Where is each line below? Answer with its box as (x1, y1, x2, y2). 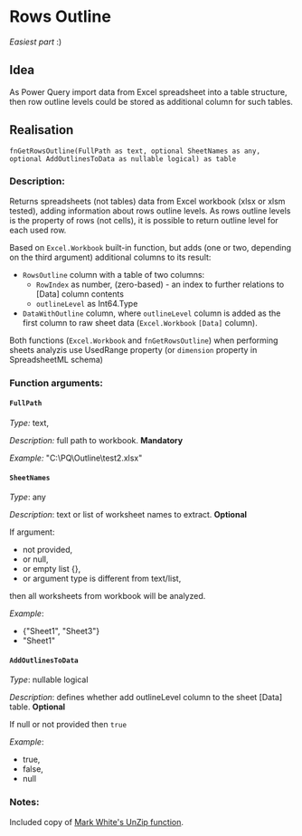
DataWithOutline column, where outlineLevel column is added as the (22, 308, 281, 318)
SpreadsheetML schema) (9, 354, 104, 365)
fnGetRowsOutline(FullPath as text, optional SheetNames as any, (9, 147, 260, 156)
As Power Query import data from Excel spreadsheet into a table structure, (9, 86, 288, 97)
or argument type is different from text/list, (22, 573, 182, 584)
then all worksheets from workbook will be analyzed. (9, 591, 206, 602)
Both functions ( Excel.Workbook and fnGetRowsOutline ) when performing (9, 335, 278, 346)
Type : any (9, 491, 47, 503)
